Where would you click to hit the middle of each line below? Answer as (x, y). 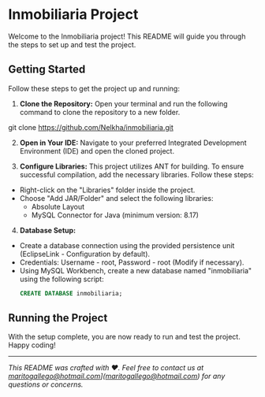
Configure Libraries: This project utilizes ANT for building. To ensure (132, 166)
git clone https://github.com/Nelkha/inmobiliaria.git (91, 127)
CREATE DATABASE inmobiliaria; (71, 293)
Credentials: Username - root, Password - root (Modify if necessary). (132, 262)
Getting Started (47, 70)
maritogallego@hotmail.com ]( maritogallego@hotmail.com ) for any (117, 377)
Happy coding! (32, 345)
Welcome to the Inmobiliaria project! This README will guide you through (127, 36)
